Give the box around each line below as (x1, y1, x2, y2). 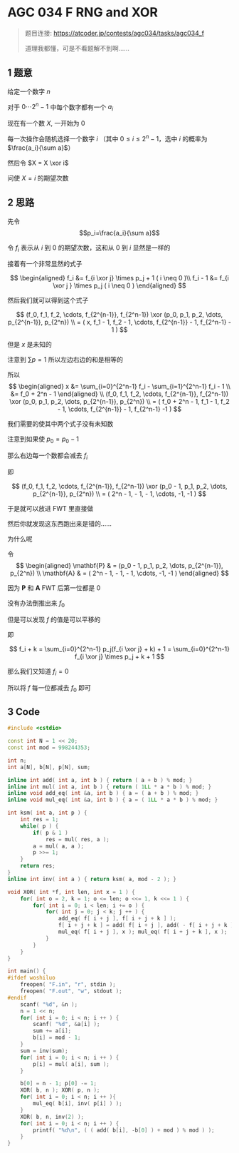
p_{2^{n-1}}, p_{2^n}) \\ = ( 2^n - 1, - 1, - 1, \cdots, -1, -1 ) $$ (33, 489, 206, 498)
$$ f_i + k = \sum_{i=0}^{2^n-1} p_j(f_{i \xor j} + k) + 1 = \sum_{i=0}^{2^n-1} (9, 644, 230, 653)
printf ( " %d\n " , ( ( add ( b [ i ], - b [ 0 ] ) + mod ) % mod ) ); (33, 1127, 215, 1134)
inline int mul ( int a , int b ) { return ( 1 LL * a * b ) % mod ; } (7, 783, 212, 791)
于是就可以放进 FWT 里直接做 (7, 504, 94, 513)
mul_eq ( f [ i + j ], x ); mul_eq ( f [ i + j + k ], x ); (58, 928, 228, 935)
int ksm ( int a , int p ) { (7, 809, 87, 817)
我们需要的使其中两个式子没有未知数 (7, 420, 114, 428)
